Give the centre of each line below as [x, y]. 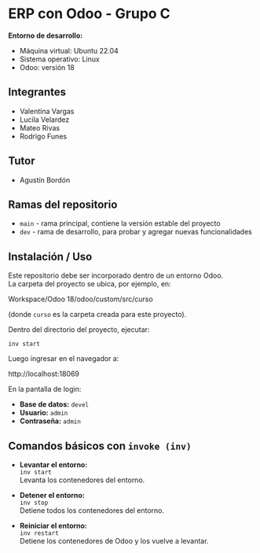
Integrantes [37, 92]
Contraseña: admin [50, 421]
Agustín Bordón [45, 180]
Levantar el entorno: [53, 465]
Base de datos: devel [54, 404]
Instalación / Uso [50, 256]
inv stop [34, 503]
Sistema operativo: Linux [59, 59]
